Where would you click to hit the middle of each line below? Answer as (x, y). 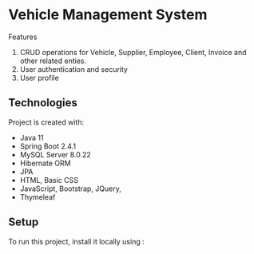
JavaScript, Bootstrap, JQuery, (70, 189)
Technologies (43, 103)
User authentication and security (73, 69)
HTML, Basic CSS (49, 180)
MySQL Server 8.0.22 (56, 154)
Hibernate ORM (45, 163)
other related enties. (53, 61)
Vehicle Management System (108, 15)
